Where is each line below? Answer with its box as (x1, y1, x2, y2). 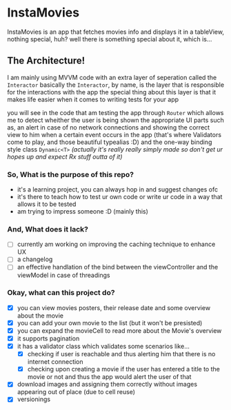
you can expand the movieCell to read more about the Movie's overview (17, 326, 222, 335)
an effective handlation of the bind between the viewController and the (17, 263, 219, 271)
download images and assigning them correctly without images (17, 380, 198, 389)
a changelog (17, 255, 53, 263)
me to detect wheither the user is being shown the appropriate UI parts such (7, 116, 224, 124)
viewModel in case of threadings (17, 271, 110, 279)
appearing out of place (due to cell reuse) (17, 388, 136, 396)
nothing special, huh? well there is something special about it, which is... (7, 34, 212, 43)
